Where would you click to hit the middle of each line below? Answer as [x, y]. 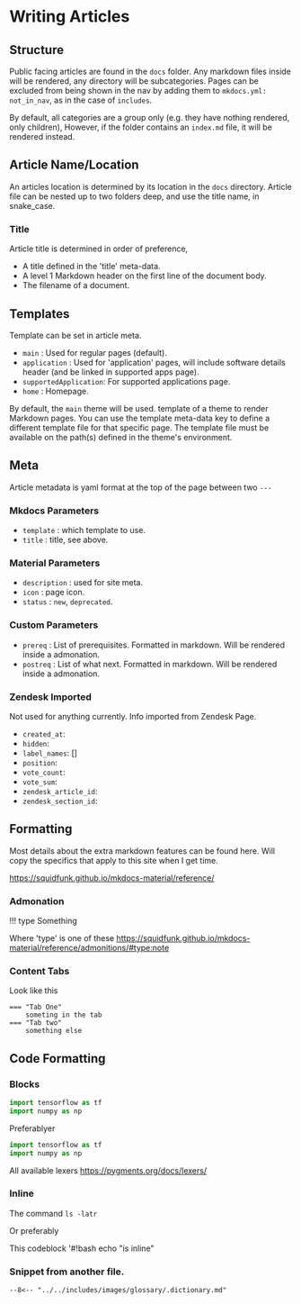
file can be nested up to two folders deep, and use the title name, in [134, 196]
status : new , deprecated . [67, 602]
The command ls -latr [53, 1213]
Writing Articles [70, 17]
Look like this [34, 991]
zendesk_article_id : [60, 791]
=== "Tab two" [36, 1023]
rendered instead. [42, 136]
